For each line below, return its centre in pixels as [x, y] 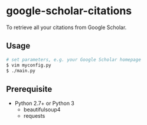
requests [34, 116]
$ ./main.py [21, 70]
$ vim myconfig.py [29, 65]
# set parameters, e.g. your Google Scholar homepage [74, 60]
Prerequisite [29, 89]
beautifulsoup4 [42, 110]
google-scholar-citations [69, 11]
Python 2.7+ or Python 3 [45, 103]
